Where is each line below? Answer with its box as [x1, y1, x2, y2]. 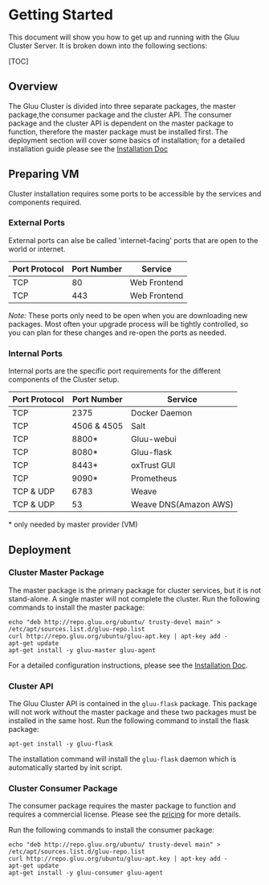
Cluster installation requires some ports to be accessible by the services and [8, 188, 262, 198]
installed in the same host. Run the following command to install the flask [8, 716, 250, 726]
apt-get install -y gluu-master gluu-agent [8, 646, 157, 654]
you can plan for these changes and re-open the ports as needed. [8, 328, 226, 337]
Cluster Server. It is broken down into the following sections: [8, 40, 207, 50]
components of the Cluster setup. [8, 374, 120, 384]
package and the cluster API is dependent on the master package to [8, 118, 234, 128]
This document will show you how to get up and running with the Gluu [8, 32, 240, 42]
